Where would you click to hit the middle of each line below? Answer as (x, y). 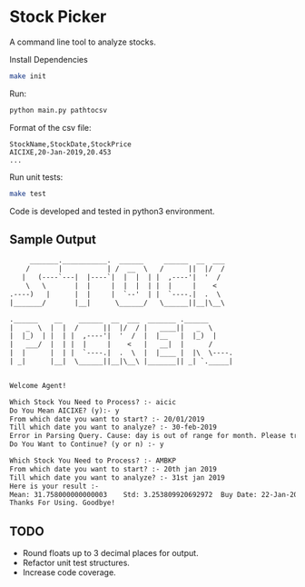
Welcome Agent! (38, 385)
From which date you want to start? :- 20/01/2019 (107, 419)
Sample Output (53, 239)
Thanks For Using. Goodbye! (63, 503)
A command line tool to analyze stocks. (83, 42)
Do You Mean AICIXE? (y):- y (64, 411)
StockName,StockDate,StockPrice (70, 144)
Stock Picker (58, 17)
